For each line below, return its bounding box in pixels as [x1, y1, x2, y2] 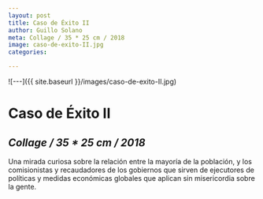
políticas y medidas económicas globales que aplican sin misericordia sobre [8, 174, 256, 182]
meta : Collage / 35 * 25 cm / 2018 [8, 33, 125, 42]
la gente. [8, 182, 37, 191]
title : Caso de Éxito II [8, 19, 90, 27]
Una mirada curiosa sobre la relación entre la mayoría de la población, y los [8, 157, 252, 166]
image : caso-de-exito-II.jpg [8, 41, 104, 49]
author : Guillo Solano [8, 26, 83, 34]
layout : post [8, 11, 51, 20]
